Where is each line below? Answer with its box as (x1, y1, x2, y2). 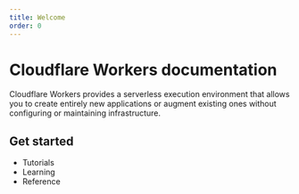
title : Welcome (9, 12, 66, 22)
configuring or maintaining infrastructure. (9, 108, 162, 118)
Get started (9, 133, 74, 149)
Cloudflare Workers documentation (9, 60, 278, 80)
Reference (21, 176, 61, 187)
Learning (21, 166, 55, 178)
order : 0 (9, 21, 42, 30)
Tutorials (21, 158, 55, 168)
